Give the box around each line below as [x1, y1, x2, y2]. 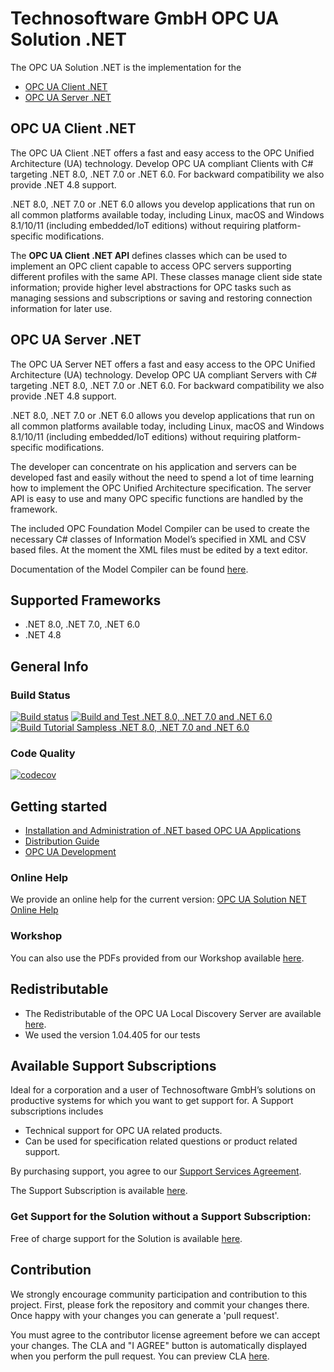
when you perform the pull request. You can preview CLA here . [10, 1350, 270, 1362]
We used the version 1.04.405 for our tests [24, 1028, 201, 1041]
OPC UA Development [24, 846, 117, 858]
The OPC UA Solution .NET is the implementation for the [10, 61, 242, 73]
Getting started [10, 798, 108, 815]
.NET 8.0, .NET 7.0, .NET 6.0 [24, 618, 141, 631]
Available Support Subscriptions [10, 1057, 217, 1074]
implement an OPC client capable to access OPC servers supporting [10, 260, 292, 272]
